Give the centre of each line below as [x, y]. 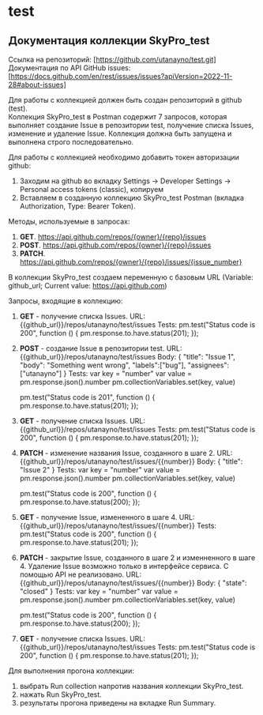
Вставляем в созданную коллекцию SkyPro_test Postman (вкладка [132, 198]
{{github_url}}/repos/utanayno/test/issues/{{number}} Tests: [118, 525]
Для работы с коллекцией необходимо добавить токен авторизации [124, 157]
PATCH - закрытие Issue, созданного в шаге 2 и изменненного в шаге [137, 558]
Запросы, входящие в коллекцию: [66, 301]
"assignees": [209, 365]
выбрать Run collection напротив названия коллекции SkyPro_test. [131, 686]
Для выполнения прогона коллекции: [71, 671]
